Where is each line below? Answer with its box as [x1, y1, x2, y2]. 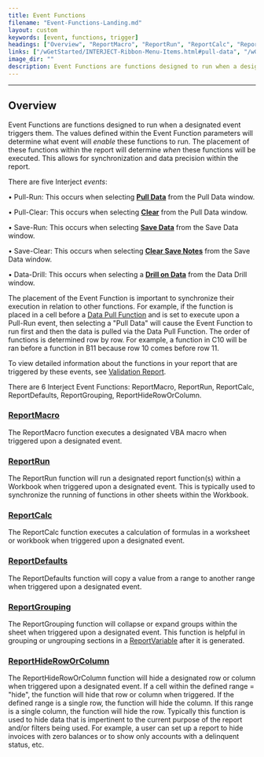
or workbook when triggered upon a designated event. [8, 536, 185, 546]
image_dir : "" [8, 56, 55, 64]
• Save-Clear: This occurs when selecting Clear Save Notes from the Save [8, 246, 251, 255]
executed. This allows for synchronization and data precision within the [8, 153, 239, 163]
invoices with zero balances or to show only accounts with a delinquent [8, 732, 240, 741]
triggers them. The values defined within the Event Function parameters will [8, 128, 254, 137]
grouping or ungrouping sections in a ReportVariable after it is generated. [8, 636, 245, 645]
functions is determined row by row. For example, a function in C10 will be [8, 335, 247, 344]
